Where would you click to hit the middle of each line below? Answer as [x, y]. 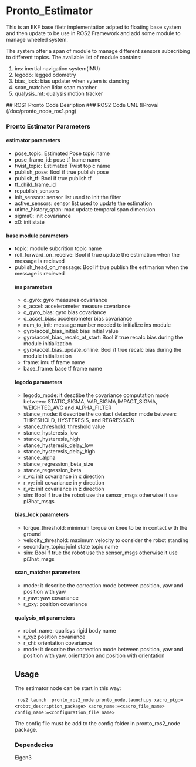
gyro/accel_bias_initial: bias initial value [71, 331]
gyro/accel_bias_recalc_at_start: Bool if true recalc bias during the [103, 337]
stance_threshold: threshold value [64, 426]
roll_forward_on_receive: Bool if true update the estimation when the [97, 255]
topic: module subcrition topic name [58, 248]
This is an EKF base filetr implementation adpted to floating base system [94, 27]
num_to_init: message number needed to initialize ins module [97, 325]
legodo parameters [38, 382]
